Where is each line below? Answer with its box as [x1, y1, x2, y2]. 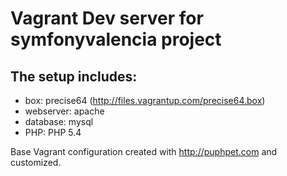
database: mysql [24, 116, 94, 127]
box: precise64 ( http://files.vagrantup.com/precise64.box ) [24, 95, 266, 106]
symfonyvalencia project [10, 28, 222, 51]
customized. [10, 157, 62, 168]
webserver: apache [24, 105, 105, 117]
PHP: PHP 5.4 [24, 127, 82, 138]
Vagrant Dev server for [10, 7, 204, 30]
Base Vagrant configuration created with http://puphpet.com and [10, 146, 278, 157]
